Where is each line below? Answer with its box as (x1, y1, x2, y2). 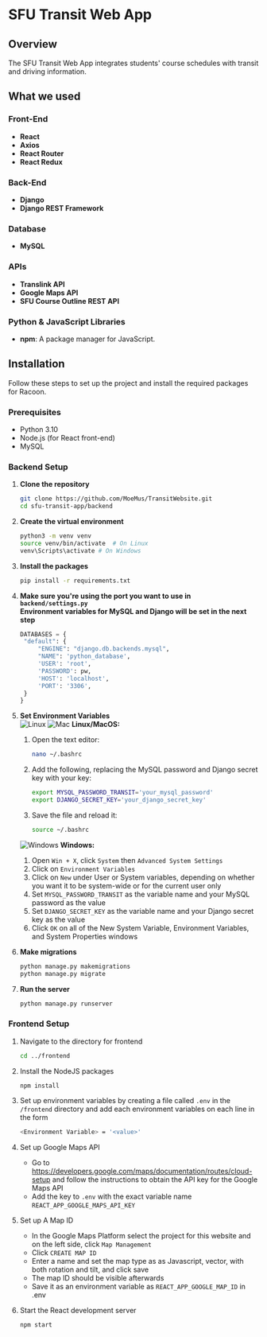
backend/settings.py (19, 599, 88, 608)
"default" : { (23, 638, 67, 646)
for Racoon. (8, 387, 47, 396)
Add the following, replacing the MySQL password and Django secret (31, 765, 258, 775)
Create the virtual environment (19, 517, 125, 527)
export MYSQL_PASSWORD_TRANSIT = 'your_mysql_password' (31, 789, 214, 797)
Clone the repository (19, 480, 90, 489)
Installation (8, 357, 65, 371)
